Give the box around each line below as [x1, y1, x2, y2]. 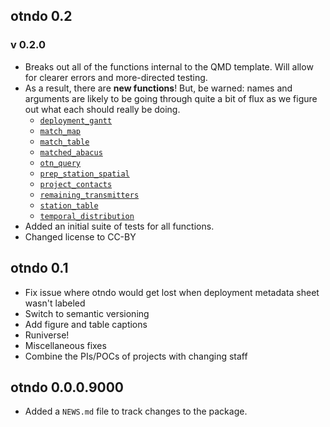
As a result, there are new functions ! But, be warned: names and [24, 82, 293, 94]
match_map [39, 126, 82, 136]
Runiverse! [24, 329, 70, 341]
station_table [39, 200, 99, 211]
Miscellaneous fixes [24, 339, 107, 351]
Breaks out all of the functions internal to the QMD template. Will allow [24, 60, 314, 73]
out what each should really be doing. [24, 103, 181, 115]
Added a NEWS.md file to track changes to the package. [24, 405, 248, 418]
